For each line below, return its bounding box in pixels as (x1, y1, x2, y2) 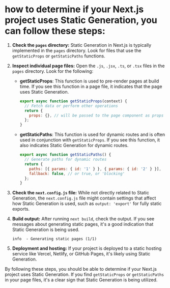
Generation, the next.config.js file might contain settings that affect (12, 195, 156, 201)
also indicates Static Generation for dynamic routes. (19, 142, 129, 149)
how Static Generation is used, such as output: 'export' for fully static (12, 200, 162, 207)
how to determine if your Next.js (5, 4, 144, 15)
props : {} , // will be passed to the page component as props (29, 113, 164, 118)
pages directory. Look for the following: (12, 68, 94, 74)
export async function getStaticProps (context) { (19, 98, 128, 104)
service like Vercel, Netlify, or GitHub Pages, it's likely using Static (12, 251, 151, 257)
